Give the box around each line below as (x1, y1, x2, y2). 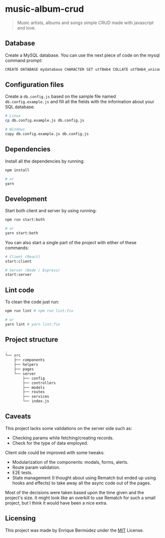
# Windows (5, 127, 26, 132)
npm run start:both (5, 217, 45, 222)
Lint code (5, 286, 34, 294)
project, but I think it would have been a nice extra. (5, 500, 108, 506)
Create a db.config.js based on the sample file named (5, 93, 116, 99)
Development (5, 195, 48, 203)
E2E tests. (12, 469, 33, 475)
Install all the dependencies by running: (5, 158, 85, 164)
